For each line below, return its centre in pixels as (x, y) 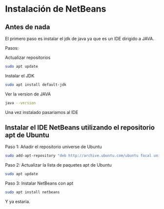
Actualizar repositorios (28, 57)
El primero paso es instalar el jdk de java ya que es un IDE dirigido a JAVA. (80, 38)
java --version (20, 103)
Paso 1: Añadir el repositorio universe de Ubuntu (54, 147)
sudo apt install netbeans (32, 192)
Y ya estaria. (18, 202)
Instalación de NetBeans (56, 9)
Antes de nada (28, 27)
